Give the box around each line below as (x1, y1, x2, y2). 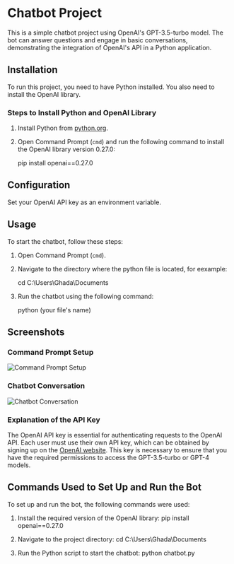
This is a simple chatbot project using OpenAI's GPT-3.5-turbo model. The (7, 28, 224, 37)
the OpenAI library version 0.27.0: (17, 145, 115, 153)
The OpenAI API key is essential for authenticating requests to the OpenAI (7, 430, 223, 439)
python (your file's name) (17, 305, 92, 314)
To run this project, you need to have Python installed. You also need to (7, 83, 215, 91)
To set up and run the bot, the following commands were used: (7, 500, 190, 508)
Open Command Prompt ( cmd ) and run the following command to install (17, 138, 225, 146)
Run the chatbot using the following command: (17, 292, 154, 300)
